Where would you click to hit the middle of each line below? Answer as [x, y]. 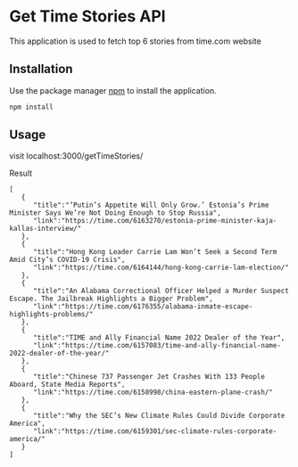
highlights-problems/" [51, 315]
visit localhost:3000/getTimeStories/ [76, 156]
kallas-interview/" [46, 229]
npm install [31, 107]
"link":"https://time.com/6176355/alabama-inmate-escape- [143, 307]
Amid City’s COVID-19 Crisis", [67, 260]
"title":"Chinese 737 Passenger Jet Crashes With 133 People [149, 377]
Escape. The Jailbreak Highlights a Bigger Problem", [112, 299]
